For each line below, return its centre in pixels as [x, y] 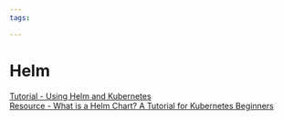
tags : [20, 18]
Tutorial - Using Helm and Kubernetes [81, 95]
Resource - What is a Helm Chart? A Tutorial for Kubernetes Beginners [141, 105]
